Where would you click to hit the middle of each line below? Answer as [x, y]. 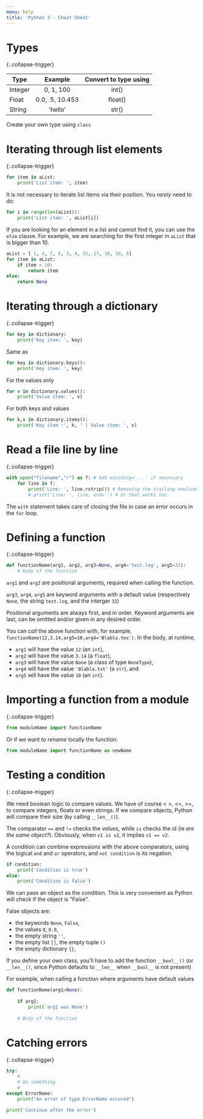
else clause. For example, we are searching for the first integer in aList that [101, 236]
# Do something [36, 1082]
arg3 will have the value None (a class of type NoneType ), [84, 662]
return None [32, 282]
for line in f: [36, 483]
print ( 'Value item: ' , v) [50, 397]
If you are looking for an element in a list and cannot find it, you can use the [101, 230]
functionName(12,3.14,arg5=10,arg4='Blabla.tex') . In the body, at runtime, [101, 637]
